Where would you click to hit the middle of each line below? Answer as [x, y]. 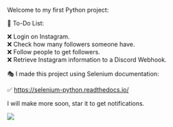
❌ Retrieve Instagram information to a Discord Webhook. [87, 60]
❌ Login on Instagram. [38, 36]
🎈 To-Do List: [26, 23]
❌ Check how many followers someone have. [71, 44]
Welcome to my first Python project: [58, 10]
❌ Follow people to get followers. [54, 52]
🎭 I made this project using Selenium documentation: [83, 74]
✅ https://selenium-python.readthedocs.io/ [68, 90]
